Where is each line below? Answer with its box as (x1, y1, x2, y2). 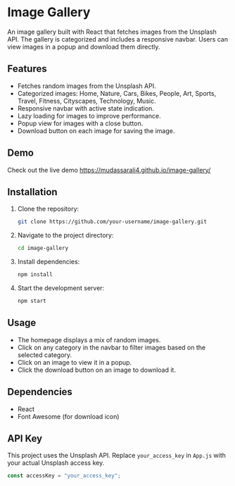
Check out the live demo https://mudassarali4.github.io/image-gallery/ (7, 166, 211, 174)
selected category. (17, 350, 72, 359)
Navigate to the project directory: (17, 231, 114, 239)
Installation (7, 186, 58, 198)
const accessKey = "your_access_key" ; (7, 473, 121, 480)
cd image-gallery (17, 244, 69, 252)
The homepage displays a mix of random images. (17, 335, 161, 344)
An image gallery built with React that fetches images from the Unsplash (7, 27, 217, 36)
